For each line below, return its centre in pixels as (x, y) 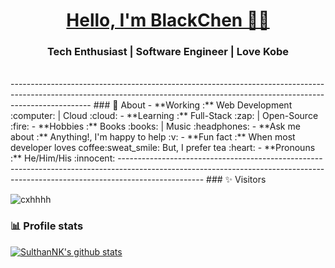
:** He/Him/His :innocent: (63, 158)
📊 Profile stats (47, 226)
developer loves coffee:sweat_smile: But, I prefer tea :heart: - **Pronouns (163, 148)
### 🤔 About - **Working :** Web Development (193, 105)
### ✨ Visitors (236, 180)
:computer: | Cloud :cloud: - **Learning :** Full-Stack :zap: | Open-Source (164, 116)
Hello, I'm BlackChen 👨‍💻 (168, 20)
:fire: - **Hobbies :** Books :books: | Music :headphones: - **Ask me (155, 126)
